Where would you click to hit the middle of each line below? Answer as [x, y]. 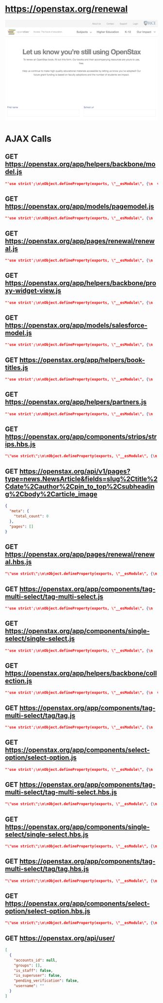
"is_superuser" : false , [38, 976]
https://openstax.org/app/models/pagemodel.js [80, 206]
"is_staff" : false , [33, 970]
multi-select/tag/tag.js [40, 716]
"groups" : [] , [28, 965]
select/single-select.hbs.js [47, 834]
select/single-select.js [40, 639]
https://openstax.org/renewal [66, 9]
